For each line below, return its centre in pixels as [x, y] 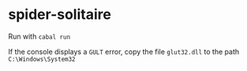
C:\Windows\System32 [42, 59]
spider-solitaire [60, 15]
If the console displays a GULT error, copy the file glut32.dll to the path [123, 51]
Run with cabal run [39, 36]
